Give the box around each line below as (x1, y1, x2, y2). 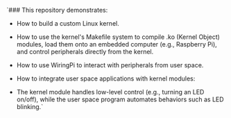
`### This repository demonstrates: (6, 6, 108, 14)
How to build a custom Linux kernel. (16, 19, 119, 27)
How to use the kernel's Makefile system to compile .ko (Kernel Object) (16, 33, 220, 41)
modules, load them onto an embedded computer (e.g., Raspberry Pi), (16, 40, 218, 48)
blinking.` (16, 103, 43, 110)
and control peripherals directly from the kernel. (16, 48, 154, 56)
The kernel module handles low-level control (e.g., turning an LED (16, 88, 205, 96)
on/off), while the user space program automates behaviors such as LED (16, 95, 224, 103)
